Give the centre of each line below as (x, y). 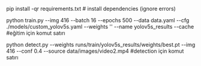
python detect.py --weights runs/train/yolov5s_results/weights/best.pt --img (101, 45)
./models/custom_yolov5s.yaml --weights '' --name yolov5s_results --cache (100, 27)
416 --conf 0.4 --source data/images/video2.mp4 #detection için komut (95, 51)
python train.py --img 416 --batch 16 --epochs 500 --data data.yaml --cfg (98, 20)
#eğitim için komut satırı (36, 33)
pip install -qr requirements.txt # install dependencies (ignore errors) (91, 9)
